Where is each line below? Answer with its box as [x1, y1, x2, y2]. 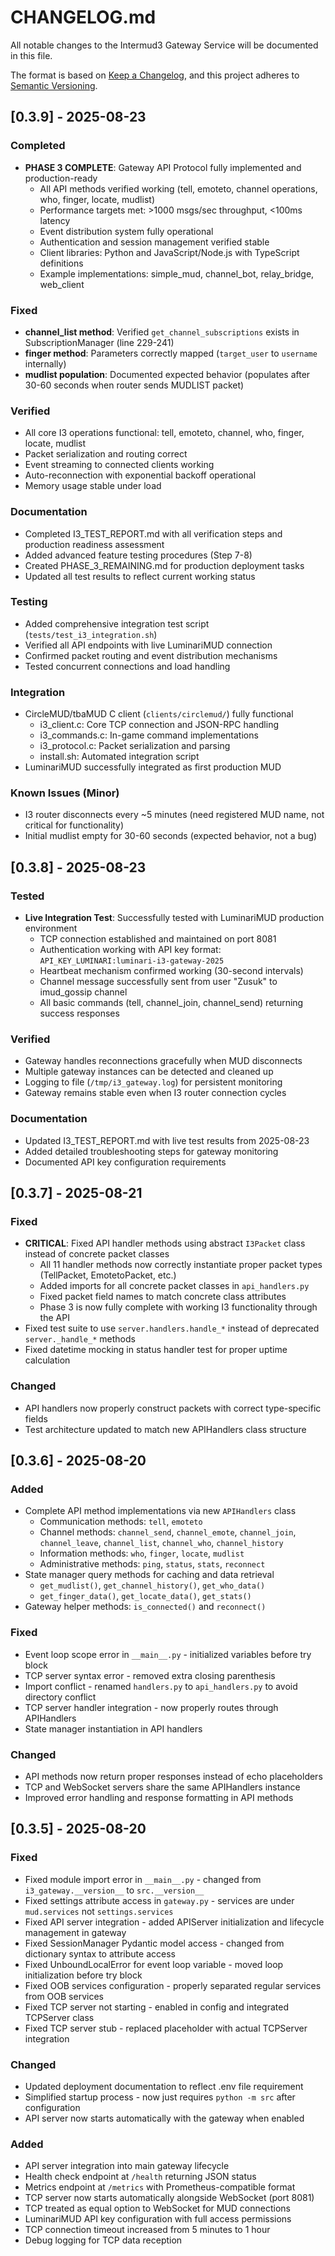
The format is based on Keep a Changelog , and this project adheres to [10, 69, 300, 81]
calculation [24, 1354, 71, 1366]
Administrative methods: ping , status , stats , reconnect [39, 1558, 266, 1570]
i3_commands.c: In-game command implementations [39, 729, 259, 741]
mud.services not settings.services [24, 1905, 174, 1917]
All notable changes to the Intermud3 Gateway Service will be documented [10, 39, 319, 51]
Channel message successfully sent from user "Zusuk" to [39, 976, 278, 988]
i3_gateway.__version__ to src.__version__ [24, 1884, 205, 1896]
